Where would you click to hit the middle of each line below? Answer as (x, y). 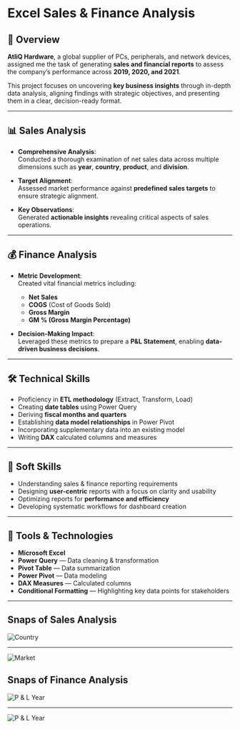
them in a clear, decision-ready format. (65, 101)
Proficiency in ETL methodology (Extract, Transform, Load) (105, 399)
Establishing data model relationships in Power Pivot (96, 422)
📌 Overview (34, 40)
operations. (35, 225)
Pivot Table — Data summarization (69, 568)
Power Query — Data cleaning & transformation (88, 560)
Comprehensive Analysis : (57, 151)
